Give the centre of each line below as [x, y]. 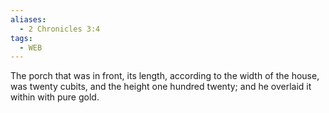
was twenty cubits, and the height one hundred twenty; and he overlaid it [161, 87]
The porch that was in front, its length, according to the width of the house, [165, 76]
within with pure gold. [55, 97]
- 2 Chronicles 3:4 [60, 29]
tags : [21, 38]
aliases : [28, 19]
